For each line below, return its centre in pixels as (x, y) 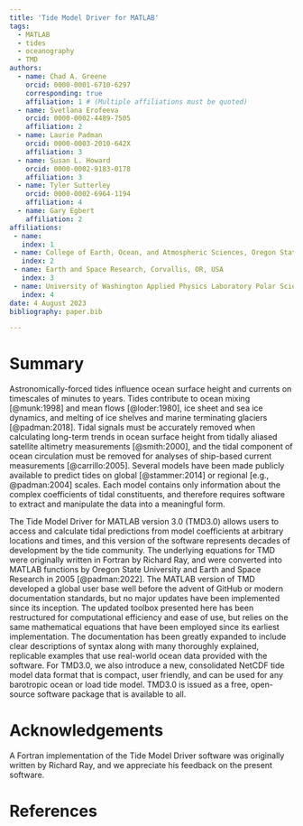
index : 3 (37, 278)
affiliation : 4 (54, 203)
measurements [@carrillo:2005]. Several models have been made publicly (147, 466)
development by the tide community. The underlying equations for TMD (142, 551)
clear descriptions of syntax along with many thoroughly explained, (134, 646)
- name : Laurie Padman (60, 135)
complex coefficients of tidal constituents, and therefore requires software (147, 495)
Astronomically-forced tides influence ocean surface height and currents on (151, 389)
